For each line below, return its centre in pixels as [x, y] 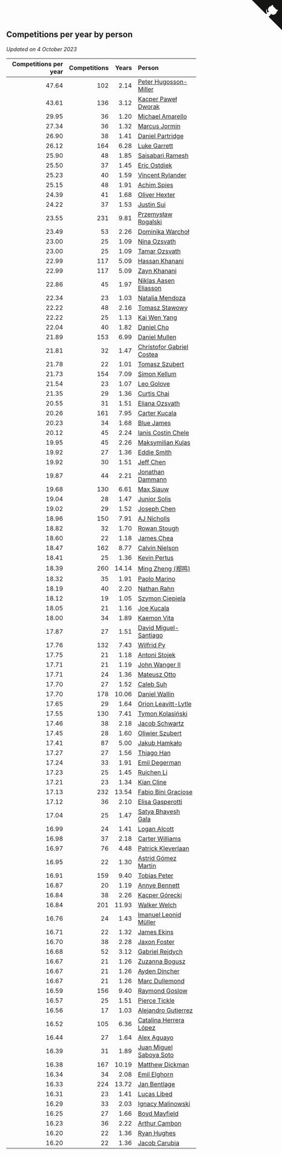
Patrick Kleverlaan [164, 848]
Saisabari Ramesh [163, 155]
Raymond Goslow [163, 991]
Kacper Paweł [157, 99]
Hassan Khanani [161, 261]
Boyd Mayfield [158, 1113]
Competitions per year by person [70, 35]
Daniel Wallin [156, 694]
